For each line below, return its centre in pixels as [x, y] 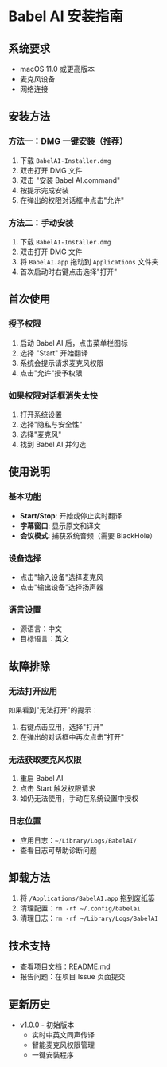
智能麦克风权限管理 [63, 1045]
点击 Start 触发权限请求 [58, 788]
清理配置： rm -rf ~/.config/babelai [80, 908]
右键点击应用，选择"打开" [61, 727]
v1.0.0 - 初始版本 [47, 1025]
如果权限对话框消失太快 [53, 395]
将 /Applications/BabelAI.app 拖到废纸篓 [87, 898]
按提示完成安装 [44, 190]
